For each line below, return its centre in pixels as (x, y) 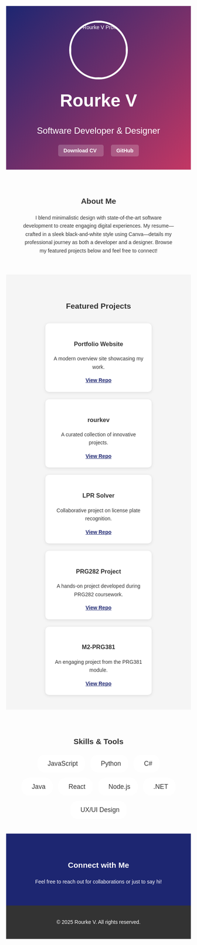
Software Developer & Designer (98, 130)
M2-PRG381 (98, 647)
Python (111, 764)
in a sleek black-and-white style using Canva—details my (107, 234)
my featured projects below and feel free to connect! (98, 251)
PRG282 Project (98, 571)
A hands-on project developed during (98, 586)
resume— (163, 226)
